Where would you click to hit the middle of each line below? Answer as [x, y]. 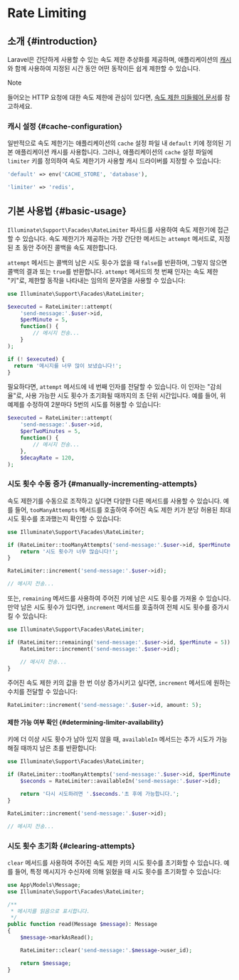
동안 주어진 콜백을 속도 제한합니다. [70, 247]
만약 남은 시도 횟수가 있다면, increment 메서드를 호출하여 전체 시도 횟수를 [109, 607]
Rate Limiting [47, 13]
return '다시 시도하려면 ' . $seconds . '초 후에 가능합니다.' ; [100, 794]
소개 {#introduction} [53, 41]
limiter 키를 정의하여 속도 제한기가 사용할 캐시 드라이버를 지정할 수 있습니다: [114, 161]
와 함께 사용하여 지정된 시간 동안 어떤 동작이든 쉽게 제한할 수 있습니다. [104, 68]
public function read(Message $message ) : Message [83, 925]
